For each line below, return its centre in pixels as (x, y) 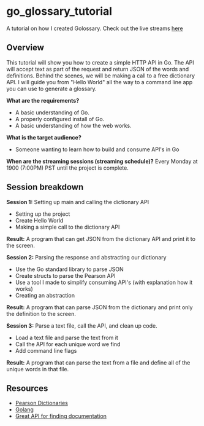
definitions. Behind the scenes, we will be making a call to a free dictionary (100, 76)
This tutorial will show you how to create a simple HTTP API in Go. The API (100, 62)
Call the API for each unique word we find (68, 344)
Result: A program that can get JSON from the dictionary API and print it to (101, 239)
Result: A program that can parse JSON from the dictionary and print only (100, 307)
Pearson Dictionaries (42, 403)
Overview (25, 48)
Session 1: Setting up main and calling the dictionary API (77, 202)
